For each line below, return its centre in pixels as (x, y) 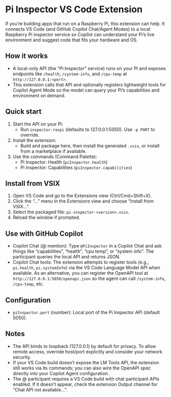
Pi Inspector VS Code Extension (74, 9)
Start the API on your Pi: (38, 124)
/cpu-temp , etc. (28, 284)
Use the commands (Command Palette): (55, 157)
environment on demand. (39, 95)
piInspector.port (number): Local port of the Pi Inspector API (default (86, 312)
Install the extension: (34, 140)
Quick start (23, 112)
